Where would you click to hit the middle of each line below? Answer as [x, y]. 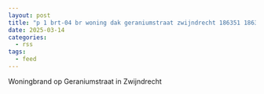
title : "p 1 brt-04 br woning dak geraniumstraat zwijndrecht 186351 [125, 23]
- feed [26, 60]
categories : [27, 37]
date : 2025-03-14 [37, 30]
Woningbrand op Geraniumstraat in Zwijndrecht [85, 81]
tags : [17, 52]
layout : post [29, 15]
